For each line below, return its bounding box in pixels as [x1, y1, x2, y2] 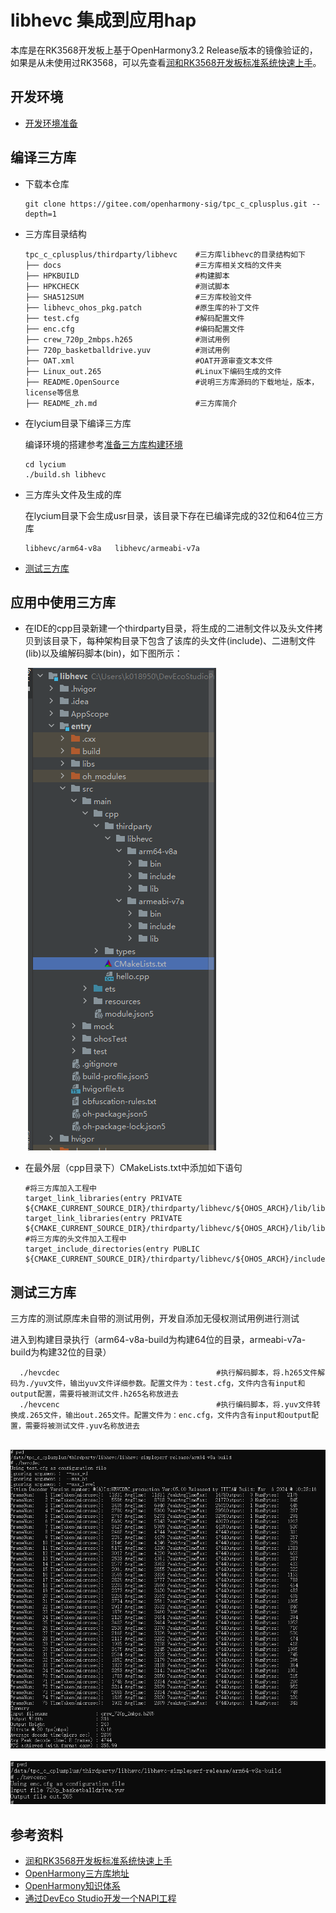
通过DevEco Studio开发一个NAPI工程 [24, 1892, 177, 1905]
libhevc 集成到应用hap [10, 9, 197, 32]
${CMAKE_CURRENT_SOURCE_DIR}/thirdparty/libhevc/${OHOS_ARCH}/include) [24, 1254, 330, 1265]
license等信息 [24, 387, 80, 398]
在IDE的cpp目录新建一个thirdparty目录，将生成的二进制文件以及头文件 [24, 622, 315, 635]
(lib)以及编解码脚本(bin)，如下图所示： [24, 647, 183, 660]
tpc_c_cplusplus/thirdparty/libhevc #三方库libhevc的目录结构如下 [24, 249, 307, 260]
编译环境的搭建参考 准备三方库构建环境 [24, 438, 183, 450]
